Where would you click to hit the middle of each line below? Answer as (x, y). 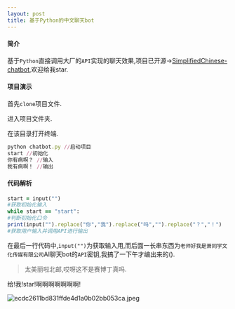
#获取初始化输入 (27, 205)
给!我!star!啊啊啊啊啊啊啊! (44, 284)
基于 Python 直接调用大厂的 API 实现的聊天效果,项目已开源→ (90, 60)
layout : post (26, 14)
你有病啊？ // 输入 (31, 160)
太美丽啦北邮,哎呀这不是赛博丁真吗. (75, 269)
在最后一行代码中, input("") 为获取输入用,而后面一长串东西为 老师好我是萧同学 (115, 245)
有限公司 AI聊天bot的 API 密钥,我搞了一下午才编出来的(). (99, 254)
